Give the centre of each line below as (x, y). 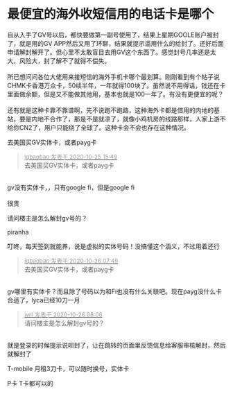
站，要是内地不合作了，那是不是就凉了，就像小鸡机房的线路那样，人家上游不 (116, 119)
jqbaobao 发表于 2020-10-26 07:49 (71, 260)
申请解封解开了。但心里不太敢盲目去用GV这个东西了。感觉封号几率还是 (109, 52)
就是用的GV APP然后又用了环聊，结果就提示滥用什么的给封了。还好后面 (121, 43)
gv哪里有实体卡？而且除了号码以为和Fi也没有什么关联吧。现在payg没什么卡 (114, 291)
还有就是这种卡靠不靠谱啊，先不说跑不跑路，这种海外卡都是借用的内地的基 (113, 110)
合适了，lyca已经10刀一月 (44, 300)
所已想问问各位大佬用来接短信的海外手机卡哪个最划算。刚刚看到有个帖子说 (113, 76)
